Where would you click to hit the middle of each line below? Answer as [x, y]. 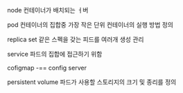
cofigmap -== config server [47, 68]
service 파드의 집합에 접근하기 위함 [55, 54]
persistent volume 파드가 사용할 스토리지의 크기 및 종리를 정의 [92, 82]
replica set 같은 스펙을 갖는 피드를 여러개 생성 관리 [76, 39]
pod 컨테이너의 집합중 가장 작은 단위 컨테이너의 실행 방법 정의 [90, 25]
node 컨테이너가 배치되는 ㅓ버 [48, 10]
